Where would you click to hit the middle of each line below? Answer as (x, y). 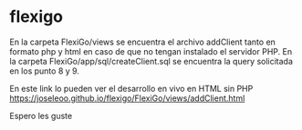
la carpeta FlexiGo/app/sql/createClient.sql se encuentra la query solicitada (151, 61)
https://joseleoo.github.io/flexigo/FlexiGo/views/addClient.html (127, 98)
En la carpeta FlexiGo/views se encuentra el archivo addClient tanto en (143, 42)
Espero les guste (41, 115)
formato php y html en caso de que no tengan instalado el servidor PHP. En (151, 51)
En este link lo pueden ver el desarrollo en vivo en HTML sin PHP (131, 88)
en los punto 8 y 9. (45, 71)
